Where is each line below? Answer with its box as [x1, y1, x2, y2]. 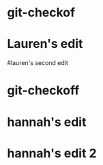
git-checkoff [7, 83, 80, 99]
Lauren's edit [7, 36, 83, 52]
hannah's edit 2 [7, 145, 97, 161]
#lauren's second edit [7, 59, 68, 67]
